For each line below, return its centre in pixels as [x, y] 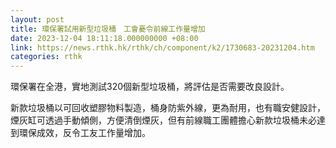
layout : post [37, 19]
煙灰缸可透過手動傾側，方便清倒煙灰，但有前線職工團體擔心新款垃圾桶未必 [163, 120]
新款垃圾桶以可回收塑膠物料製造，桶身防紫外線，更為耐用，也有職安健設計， [168, 108]
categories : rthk [46, 57]
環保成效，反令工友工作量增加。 [84, 133]
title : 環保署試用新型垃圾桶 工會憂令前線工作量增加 [108, 29]
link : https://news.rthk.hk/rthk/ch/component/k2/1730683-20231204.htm [162, 47]
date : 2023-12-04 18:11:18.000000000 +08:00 [104, 38]
